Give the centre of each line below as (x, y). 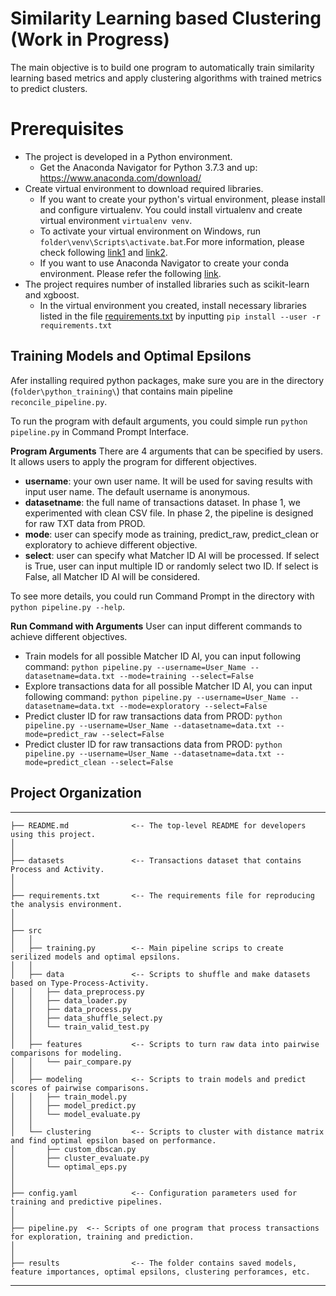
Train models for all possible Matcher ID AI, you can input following (163, 656)
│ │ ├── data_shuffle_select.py (86, 1018)
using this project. (53, 834)
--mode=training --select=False (186, 676)
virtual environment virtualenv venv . (116, 220)
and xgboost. (52, 294)
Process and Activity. (57, 869)
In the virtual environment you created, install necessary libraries (173, 305)
